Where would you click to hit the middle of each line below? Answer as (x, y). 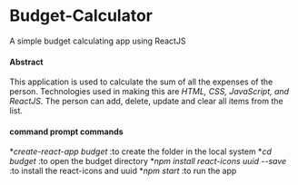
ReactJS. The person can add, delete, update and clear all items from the (146, 102)
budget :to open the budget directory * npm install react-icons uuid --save (148, 161)
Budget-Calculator (81, 16)
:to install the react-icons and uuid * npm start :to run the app (123, 171)
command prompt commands (67, 131)
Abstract (26, 62)
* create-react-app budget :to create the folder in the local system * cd (141, 151)
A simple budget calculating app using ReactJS (98, 41)
